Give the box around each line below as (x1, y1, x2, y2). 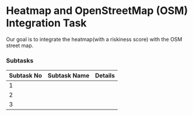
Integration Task (6, 16, 87, 30)
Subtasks (6, 57, 34, 65)
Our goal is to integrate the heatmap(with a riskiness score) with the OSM (6, 36, 183, 43)
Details (95, 72, 115, 80)
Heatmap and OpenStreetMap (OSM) (6, 4, 188, 17)
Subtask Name (47, 72, 90, 80)
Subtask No (9, 72, 43, 80)
